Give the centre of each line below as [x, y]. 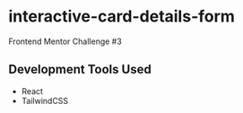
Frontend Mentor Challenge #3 [65, 41]
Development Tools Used [80, 70]
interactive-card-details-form [121, 17]
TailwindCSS [45, 100]
